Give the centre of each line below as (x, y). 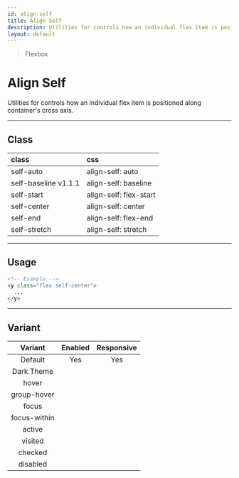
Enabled (76, 348)
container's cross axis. (41, 111)
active (33, 429)
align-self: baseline (119, 183)
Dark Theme (32, 372)
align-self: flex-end (120, 218)
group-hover (33, 395)
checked (33, 452)
